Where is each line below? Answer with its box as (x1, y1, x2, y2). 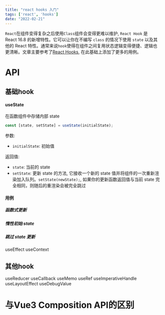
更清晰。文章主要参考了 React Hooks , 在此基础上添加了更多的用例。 (5, 49, 141, 55)
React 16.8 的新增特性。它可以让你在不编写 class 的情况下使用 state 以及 (5, 37, 154, 42)
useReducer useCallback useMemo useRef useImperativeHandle (5, 276, 137, 281)
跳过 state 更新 (5, 234, 35, 239)
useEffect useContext (5, 246, 49, 252)
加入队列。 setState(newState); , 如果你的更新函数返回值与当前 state (16, 176, 155, 183)
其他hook (5, 262, 34, 271)
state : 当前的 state (12, 164, 51, 170)
